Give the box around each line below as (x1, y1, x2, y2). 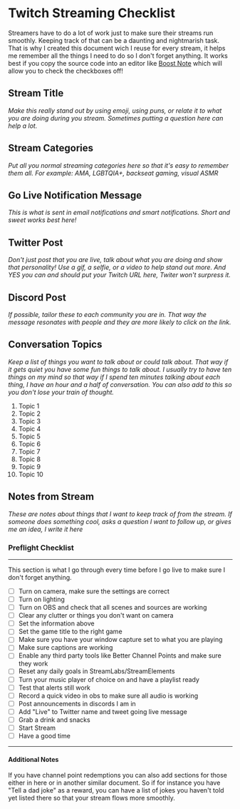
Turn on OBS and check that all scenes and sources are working (18, 603, 207, 612)
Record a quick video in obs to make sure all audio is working (18, 691, 199, 700)
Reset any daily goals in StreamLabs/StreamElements (18, 667, 175, 675)
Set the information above (18, 619, 95, 628)
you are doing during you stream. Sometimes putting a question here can (8, 114, 224, 122)
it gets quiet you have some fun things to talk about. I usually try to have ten (8, 365, 232, 373)
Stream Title (8, 87, 64, 99)
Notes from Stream (8, 491, 95, 503)
